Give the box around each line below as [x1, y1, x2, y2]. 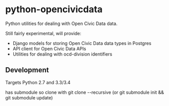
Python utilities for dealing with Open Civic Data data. [5, 20, 118, 26]
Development [5, 66, 50, 74]
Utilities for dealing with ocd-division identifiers [12, 51, 112, 57]
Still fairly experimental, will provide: [5, 30, 82, 36]
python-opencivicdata [5, 4, 103, 15]
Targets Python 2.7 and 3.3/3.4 [5, 79, 70, 85]
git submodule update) [5, 94, 53, 100]
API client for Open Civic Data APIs [12, 45, 86, 51]
